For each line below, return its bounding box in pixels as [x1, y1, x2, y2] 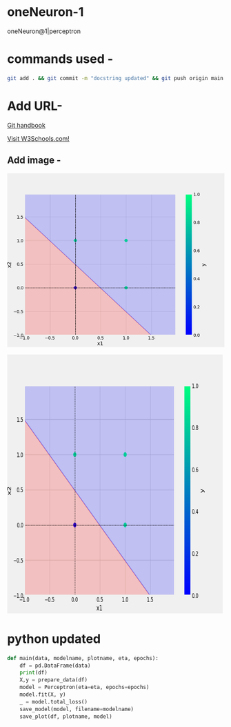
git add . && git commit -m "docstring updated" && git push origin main [7, 75, 224, 81]
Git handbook [7, 121, 46, 129]
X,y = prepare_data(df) [19, 677, 88, 684]
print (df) [19, 669, 48, 677]
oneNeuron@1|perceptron [7, 27, 81, 35]
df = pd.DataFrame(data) [19, 662, 91, 669]
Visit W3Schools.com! [7, 134, 70, 142]
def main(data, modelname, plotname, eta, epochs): [7, 655, 159, 661]
